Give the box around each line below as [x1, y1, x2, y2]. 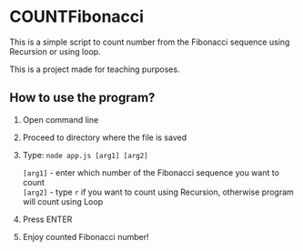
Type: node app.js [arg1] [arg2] [22, 149, 148, 160]
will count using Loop [22, 196, 103, 206]
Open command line [22, 114, 99, 125]
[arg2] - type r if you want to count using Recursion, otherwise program [22, 186, 294, 197]
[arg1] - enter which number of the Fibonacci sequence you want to [22, 166, 280, 178]
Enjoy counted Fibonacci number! [22, 231, 149, 242]
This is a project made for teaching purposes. [9, 64, 180, 75]
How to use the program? [9, 90, 156, 105]
